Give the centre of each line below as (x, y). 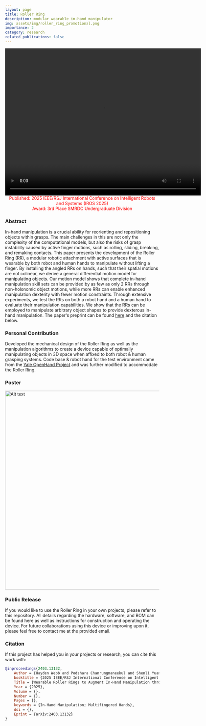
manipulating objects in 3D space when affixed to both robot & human (75, 354)
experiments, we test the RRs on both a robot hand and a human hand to (78, 300)
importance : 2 (20, 28)
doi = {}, (24, 710)
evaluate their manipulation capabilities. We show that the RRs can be (75, 305)
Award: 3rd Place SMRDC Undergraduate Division (82, 208)
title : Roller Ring (25, 14)
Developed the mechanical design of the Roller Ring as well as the (72, 344)
